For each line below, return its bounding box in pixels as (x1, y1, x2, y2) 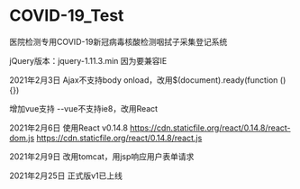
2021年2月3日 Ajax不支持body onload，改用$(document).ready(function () (9, 74, 286, 85)
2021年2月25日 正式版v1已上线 (9, 170, 123, 181)
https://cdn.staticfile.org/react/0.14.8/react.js (35, 132, 203, 143)
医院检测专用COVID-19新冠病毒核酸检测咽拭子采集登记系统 (9, 36, 228, 47)
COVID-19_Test (9, 5, 124, 26)
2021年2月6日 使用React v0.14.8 (9, 122, 129, 133)
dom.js (9, 132, 35, 143)
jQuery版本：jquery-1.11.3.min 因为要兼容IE (9, 55, 168, 66)
